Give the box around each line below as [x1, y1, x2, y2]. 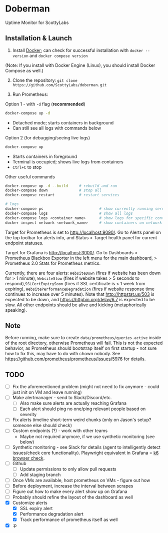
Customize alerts [12, 500, 47, 506]
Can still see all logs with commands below [12, 125, 101, 131]
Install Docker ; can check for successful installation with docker [12, 47, 143, 53]
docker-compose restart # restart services [5, 193, 120, 198]
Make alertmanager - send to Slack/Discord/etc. [12, 395, 112, 401]
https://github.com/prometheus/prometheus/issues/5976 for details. [5, 356, 146, 362]
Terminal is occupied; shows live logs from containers [12, 158, 123, 165]
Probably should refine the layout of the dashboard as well [12, 494, 133, 500]
